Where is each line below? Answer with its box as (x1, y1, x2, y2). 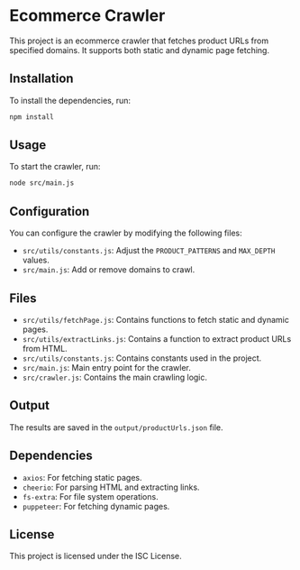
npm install (9, 112, 54, 122)
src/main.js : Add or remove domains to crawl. (22, 264, 195, 275)
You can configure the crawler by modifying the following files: (9, 227, 242, 239)
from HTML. (22, 343, 68, 354)
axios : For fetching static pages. (22, 472, 142, 483)
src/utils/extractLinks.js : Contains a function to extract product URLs (22, 333, 292, 344)
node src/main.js (9, 179, 75, 188)
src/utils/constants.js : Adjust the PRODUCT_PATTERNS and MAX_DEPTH (22, 245, 276, 256)
